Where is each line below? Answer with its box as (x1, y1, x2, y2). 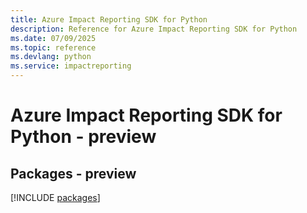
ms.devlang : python (10, 52, 92, 62)
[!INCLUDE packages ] (10, 192, 101, 203)
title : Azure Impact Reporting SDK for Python (10, 14, 208, 25)
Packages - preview (10, 165, 137, 182)
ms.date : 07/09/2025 (10, 33, 97, 43)
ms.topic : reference (10, 42, 97, 53)
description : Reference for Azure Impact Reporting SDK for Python (10, 24, 298, 34)
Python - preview (10, 126, 157, 148)
